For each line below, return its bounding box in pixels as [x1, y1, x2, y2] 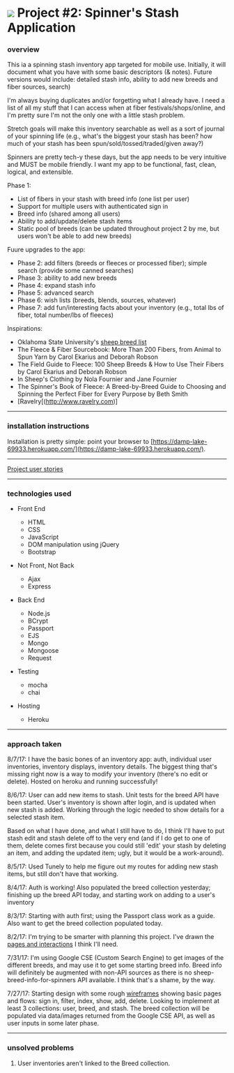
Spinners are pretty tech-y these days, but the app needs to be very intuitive [7, 153, 227, 161]
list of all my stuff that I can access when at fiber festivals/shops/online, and [7, 103, 226, 112]
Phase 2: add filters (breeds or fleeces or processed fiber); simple [17, 259, 208, 267]
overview [7, 45, 40, 54]
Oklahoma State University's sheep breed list [17, 338, 148, 346]
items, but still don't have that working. [7, 870, 118, 878]
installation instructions [7, 421, 90, 431]
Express [27, 582, 52, 591]
